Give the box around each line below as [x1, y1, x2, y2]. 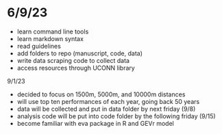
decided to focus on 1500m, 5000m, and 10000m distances [16, 90, 186, 98]
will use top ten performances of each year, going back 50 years [16, 97, 200, 105]
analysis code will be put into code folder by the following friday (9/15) [16, 111, 216, 120]
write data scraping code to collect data [16, 56, 130, 64]
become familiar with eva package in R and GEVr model [16, 119, 175, 127]
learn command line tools [16, 27, 89, 36]
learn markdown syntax [16, 34, 84, 42]
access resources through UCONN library [16, 64, 135, 72]
